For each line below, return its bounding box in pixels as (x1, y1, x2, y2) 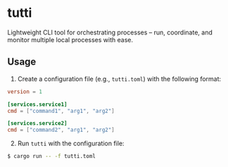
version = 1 (7, 88, 42, 95)
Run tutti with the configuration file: (17, 139, 125, 148)
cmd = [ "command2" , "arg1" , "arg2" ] (7, 126, 115, 134)
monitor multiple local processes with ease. (7, 35, 134, 44)
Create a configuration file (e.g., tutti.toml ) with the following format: (17, 74, 222, 83)
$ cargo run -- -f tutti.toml (7, 153, 96, 160)
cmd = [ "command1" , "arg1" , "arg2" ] (7, 107, 115, 114)
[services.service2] (7, 120, 68, 127)
